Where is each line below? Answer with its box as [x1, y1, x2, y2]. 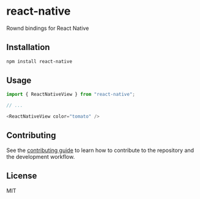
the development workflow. [6, 153, 75, 160]
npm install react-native [6, 58, 72, 65]
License [6, 171, 37, 181]
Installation [6, 42, 50, 52]
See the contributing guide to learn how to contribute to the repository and [6, 147, 194, 154]
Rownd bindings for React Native [6, 24, 89, 32]
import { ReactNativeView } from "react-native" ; [6, 92, 136, 98]
